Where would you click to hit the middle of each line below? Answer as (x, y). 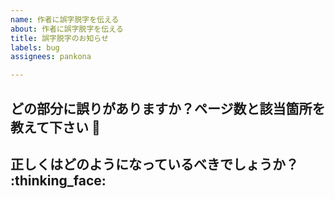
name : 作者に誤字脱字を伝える (65, 19)
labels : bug (35, 47)
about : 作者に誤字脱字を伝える (67, 29)
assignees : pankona (51, 57)
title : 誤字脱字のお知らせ (59, 38)
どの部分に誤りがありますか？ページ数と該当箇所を (168, 108)
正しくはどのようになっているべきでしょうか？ (154, 164)
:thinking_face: (58, 180)
